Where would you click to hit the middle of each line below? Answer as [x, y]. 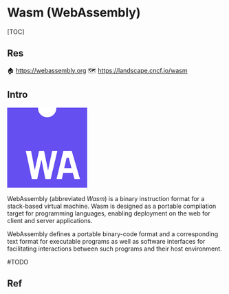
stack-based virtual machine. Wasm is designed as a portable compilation [112, 206]
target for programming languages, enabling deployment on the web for [109, 213]
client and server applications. [50, 220]
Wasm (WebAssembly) [74, 13]
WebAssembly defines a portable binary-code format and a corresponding [113, 234]
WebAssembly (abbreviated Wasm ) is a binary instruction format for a [106, 198]
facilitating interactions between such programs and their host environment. [115, 249]
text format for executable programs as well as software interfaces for [106, 241]
